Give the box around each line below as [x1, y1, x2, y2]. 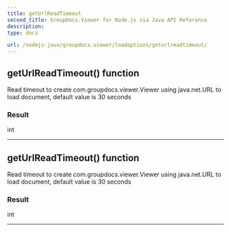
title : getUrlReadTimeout [7, 10, 81, 17]
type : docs [7, 29, 38, 36]
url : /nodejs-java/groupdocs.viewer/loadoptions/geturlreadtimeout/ [7, 42, 208, 49]
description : [7, 23, 45, 30]
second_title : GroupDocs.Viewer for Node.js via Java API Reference [7, 17, 208, 23]
